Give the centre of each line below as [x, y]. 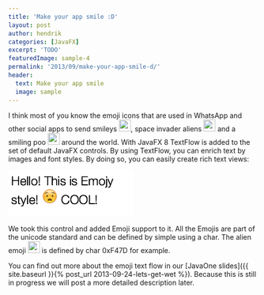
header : [21, 75]
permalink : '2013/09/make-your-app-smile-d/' [84, 67]
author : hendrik [35, 33]
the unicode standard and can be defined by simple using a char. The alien [130, 236]
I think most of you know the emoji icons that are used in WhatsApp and [125, 115]
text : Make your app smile [60, 83]
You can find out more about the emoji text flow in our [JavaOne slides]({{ [128, 266]
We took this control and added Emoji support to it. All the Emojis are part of [132, 229]
